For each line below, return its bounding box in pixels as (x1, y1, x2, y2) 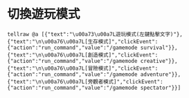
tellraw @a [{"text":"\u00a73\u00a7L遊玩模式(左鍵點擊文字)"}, (7, 30, 183, 38)
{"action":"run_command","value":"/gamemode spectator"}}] (7, 84, 181, 91)
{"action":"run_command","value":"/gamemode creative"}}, (7, 57, 178, 64)
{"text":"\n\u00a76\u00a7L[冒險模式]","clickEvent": (7, 65, 159, 72)
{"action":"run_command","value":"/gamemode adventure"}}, (7, 70, 181, 78)
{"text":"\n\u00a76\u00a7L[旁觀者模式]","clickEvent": (7, 78, 164, 85)
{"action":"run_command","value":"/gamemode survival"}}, (7, 44, 178, 51)
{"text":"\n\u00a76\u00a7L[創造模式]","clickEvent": (7, 51, 159, 59)
